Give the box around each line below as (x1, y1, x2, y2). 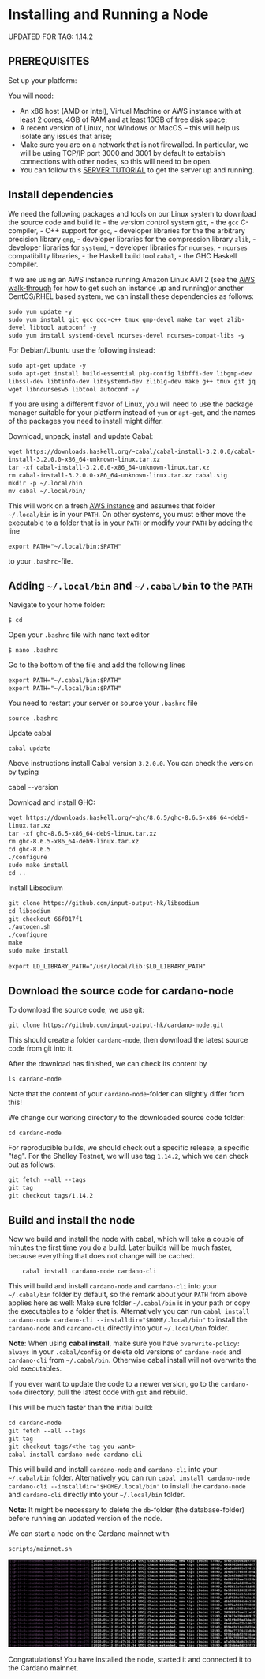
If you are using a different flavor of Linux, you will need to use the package (8, 399, 254, 409)
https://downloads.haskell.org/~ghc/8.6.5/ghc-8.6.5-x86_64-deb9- (25, 814, 248, 822)
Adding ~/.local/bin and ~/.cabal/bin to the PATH (8, 579, 254, 592)
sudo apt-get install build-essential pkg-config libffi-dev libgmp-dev (8, 369, 252, 377)
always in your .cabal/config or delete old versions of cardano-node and (8, 1347, 241, 1356)
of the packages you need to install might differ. (8, 416, 164, 425)
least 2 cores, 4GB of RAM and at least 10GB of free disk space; (19, 115, 227, 124)
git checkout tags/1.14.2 (8, 1192, 93, 1200)
